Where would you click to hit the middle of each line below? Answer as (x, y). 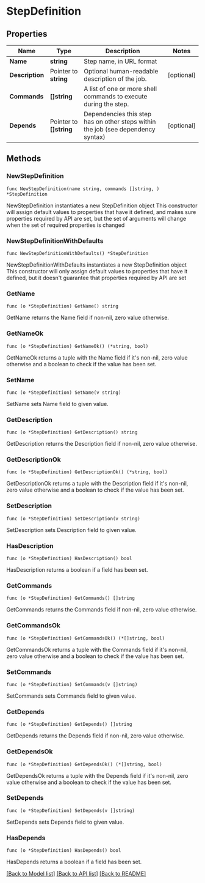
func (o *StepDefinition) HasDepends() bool (64, 851)
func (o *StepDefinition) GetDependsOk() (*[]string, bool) (85, 764)
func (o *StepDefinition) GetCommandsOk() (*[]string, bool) (86, 638)
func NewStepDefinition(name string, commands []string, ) (83, 189)
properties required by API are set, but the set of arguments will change (96, 218)
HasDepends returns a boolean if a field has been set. (74, 862)
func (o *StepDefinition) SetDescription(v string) (73, 519)
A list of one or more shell (120, 89)
